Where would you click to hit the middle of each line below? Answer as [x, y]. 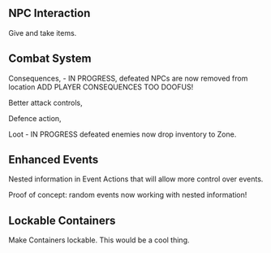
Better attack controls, [45, 103]
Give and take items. [43, 33]
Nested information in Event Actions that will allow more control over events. [136, 179]
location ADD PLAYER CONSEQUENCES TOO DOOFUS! [101, 87]
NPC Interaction [49, 13]
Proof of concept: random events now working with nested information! [128, 195]
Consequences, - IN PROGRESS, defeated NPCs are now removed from [128, 78]
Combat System [50, 59]
